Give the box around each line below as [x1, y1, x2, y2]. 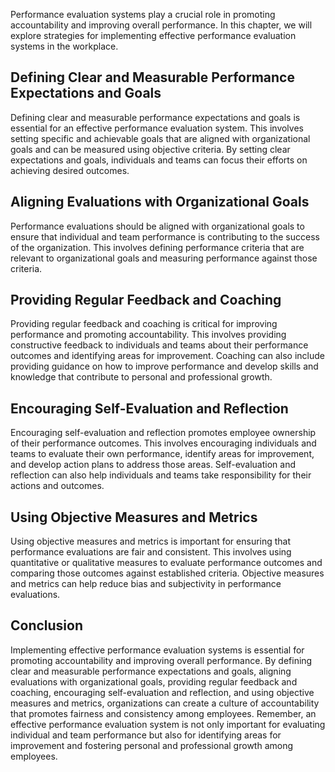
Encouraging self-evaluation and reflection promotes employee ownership [10, 427, 317, 439]
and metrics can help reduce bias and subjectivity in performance [10, 578, 282, 590]
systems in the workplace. [10, 40, 119, 52]
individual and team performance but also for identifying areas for [10, 729, 282, 741]
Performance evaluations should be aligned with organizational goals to [10, 220, 305, 232]
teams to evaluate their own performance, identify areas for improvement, [10, 448, 315, 460]
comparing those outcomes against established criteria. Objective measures [10, 567, 325, 579]
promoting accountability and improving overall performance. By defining [10, 654, 313, 666]
